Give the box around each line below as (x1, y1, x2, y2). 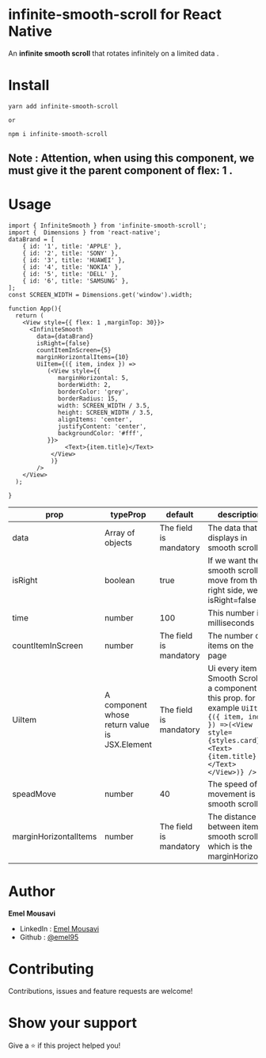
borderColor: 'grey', (58, 388, 129, 396)
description (217, 509, 263, 520)
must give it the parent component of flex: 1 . (8, 164, 234, 177)
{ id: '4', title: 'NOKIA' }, (22, 264, 123, 271)
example (207, 703, 240, 714)
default (165, 509, 194, 520)
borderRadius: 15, (58, 395, 119, 403)
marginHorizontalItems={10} (36, 354, 129, 362)
